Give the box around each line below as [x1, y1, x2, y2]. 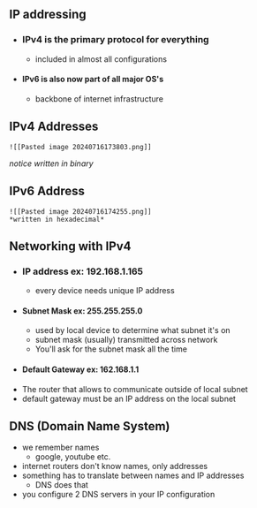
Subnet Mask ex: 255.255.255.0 [21, 305, 143, 316]
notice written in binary [9, 158, 94, 169]
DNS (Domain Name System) [9, 419, 170, 434]
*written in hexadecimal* [9, 215, 104, 224]
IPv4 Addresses [9, 119, 99, 134]
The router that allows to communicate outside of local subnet [21, 383, 249, 394]
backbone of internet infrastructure [34, 93, 163, 104]
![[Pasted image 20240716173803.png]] [9, 142, 152, 151]
